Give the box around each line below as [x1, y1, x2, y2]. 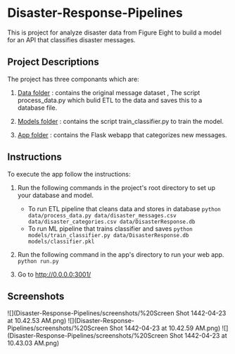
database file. [17, 103, 58, 112]
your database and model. [17, 191, 94, 199]
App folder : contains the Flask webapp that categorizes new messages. [17, 130, 227, 139]
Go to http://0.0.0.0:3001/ [17, 270, 91, 279]
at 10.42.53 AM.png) [7, 317, 67, 325]
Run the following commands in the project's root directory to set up [17, 183, 216, 191]
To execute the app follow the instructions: [7, 170, 132, 178]
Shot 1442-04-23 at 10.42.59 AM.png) [109, 324, 221, 332]
